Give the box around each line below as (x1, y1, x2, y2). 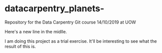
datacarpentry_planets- (4, 3, 105, 14)
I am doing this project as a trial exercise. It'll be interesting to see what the (4, 38, 157, 44)
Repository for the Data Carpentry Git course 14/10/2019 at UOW (4, 19, 136, 25)
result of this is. (4, 43, 36, 49)
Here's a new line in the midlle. (4, 28, 67, 34)
